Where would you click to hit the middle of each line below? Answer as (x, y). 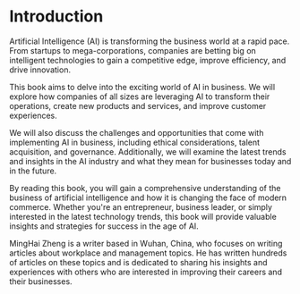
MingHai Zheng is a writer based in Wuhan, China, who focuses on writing (146, 243)
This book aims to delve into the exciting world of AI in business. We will (142, 87)
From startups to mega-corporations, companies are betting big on (133, 50)
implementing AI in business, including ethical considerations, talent (135, 142)
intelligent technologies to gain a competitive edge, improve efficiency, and (148, 60)
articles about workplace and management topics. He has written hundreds (148, 253)
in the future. (33, 171)
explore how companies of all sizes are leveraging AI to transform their (140, 97)
